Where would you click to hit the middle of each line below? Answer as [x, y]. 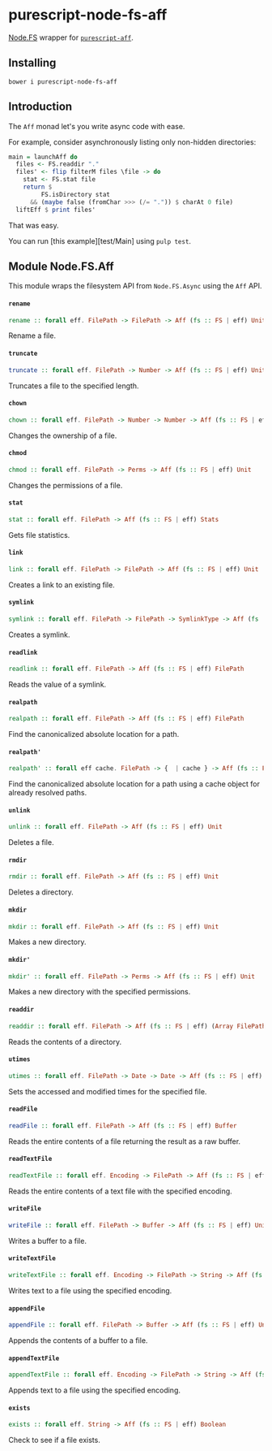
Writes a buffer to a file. [48, 1241]
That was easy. [34, 225]
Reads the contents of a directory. [65, 1042]
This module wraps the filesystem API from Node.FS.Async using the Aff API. [135, 286]
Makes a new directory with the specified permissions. [100, 992]
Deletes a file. [31, 842]
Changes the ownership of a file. [63, 435]
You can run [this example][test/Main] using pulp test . [100, 240]
